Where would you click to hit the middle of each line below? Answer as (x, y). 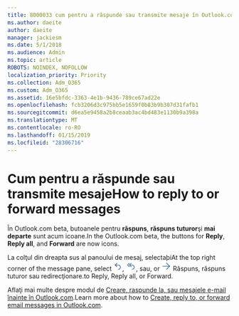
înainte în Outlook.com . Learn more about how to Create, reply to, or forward (119, 297)
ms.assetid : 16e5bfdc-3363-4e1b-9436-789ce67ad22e (84, 98)
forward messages (64, 209)
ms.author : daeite (34, 22)
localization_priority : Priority (57, 75)
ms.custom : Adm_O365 (38, 90)
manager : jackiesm (34, 38)
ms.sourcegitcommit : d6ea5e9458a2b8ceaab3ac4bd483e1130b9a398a (103, 113)
